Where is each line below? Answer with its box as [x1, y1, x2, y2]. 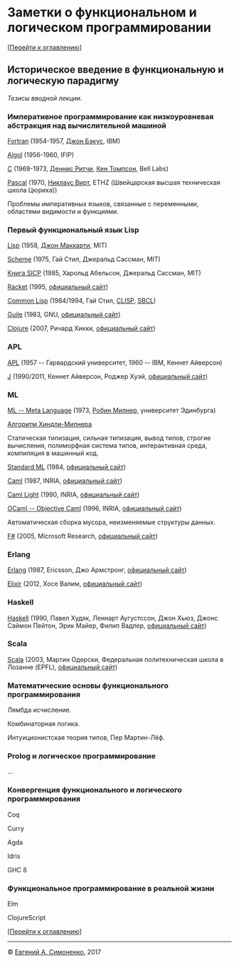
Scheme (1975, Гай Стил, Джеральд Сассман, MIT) [7, 255, 161, 264]
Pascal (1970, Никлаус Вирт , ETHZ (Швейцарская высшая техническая [7, 178, 221, 187]
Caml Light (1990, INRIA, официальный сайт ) [7, 490, 140, 499]
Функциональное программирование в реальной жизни [7, 883, 215, 893]
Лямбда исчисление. [7, 705, 72, 714]
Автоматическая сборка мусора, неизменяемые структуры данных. [7, 518, 216, 526]
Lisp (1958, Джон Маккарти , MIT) [7, 241, 108, 250]
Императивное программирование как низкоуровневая [7, 111, 214, 121]
